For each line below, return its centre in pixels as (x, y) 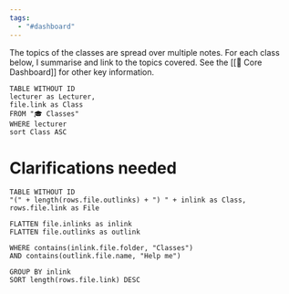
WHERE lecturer (38, 124)
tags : (20, 18)
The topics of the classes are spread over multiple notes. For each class (144, 52)
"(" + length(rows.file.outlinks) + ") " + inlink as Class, (128, 200)
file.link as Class (46, 105)
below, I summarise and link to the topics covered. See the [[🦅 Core (136, 62)
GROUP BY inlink (40, 272)
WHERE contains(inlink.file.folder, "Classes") (102, 248)
